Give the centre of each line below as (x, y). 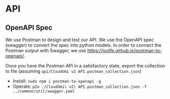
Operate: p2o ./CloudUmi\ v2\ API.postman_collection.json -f (80, 86)
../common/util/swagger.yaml (44, 91)
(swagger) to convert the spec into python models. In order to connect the (83, 45)
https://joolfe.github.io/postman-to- (125, 51)
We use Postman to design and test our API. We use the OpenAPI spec (80, 40)
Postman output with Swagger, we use (46, 51)
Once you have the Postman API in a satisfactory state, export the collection (85, 66)
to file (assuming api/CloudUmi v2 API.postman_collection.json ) (74, 71)
